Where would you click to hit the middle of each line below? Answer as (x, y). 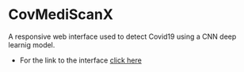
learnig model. (32, 44)
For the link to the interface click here (81, 60)
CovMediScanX (61, 15)
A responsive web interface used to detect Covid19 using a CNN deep (122, 36)
